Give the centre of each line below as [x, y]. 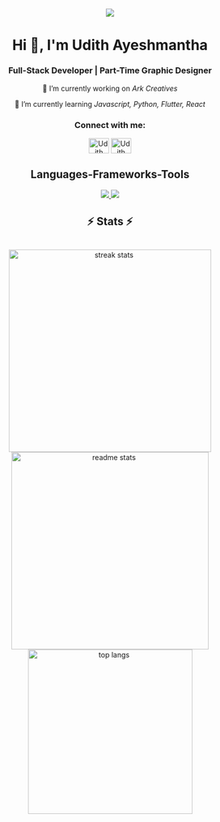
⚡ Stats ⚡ [110, 221]
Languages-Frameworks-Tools [110, 175]
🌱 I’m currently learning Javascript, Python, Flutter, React [110, 104]
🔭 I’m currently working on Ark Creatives [110, 88]
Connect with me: [110, 125]
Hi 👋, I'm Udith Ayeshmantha [110, 45]
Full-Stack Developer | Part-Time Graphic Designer [110, 70]
